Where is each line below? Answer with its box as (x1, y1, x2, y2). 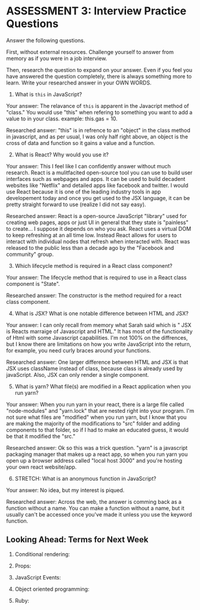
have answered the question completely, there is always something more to (6, 73, 192, 80)
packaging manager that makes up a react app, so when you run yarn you (6, 451, 188, 458)
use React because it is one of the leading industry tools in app (6, 188, 161, 195)
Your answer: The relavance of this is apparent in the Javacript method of (6, 102, 189, 109)
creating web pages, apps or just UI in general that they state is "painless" (6, 219, 189, 226)
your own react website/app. (6, 463, 77, 470)
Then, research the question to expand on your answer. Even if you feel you (6, 66, 193, 73)
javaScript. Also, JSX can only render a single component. (6, 371, 149, 378)
